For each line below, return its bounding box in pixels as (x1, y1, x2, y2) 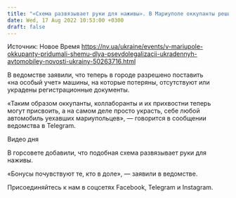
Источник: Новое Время (7, 43, 80, 51)
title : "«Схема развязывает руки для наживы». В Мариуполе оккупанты (7, 10, 216, 17)
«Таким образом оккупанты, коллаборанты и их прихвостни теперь (7, 99, 211, 108)
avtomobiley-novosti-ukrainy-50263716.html (7, 57, 136, 66)
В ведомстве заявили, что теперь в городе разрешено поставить (7, 71, 204, 79)
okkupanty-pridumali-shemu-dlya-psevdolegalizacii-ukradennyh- (7, 50, 198, 58)
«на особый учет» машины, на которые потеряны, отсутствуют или (7, 78, 210, 87)
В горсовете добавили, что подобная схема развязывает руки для (7, 148, 207, 157)
